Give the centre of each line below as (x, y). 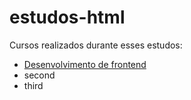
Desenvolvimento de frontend (85, 64)
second (39, 75)
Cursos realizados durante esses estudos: (96, 45)
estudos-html (67, 17)
